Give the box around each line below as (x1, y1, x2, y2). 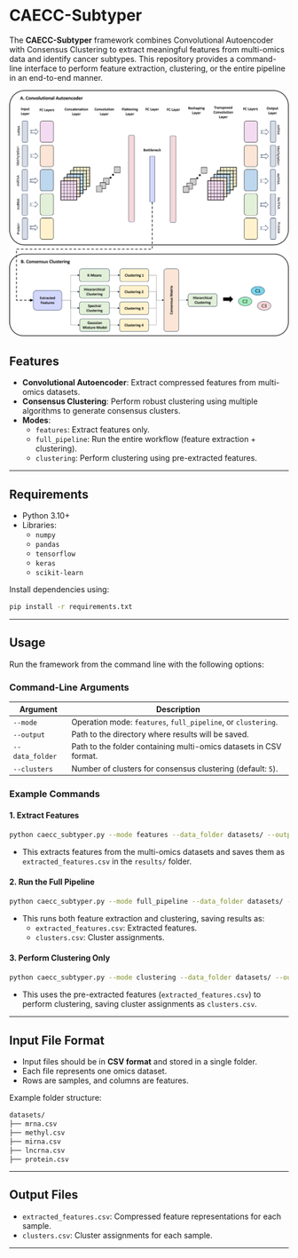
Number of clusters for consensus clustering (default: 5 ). (71, 763, 278, 773)
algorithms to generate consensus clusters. (21, 406, 181, 416)
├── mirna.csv (9, 1137, 62, 1146)
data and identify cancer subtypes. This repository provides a (9, 53, 235, 64)
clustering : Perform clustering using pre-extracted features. (35, 453, 257, 463)
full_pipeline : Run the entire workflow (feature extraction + (35, 434, 256, 445)
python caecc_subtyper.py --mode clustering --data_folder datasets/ (9, 973, 272, 982)
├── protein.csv (9, 1155, 69, 1164)
